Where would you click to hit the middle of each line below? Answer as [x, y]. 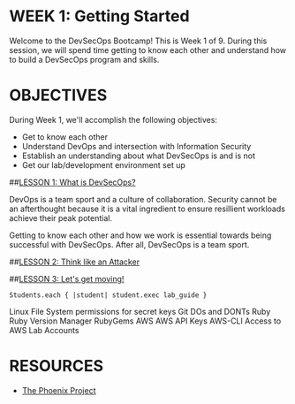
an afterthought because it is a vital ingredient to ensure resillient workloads [147, 209]
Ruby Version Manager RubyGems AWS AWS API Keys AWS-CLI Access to [145, 321]
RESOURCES [57, 366]
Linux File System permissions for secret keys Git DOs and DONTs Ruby [140, 311]
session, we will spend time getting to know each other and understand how [148, 50]
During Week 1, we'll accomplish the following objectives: [113, 119]
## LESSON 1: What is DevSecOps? [72, 182]
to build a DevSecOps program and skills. [84, 59]
